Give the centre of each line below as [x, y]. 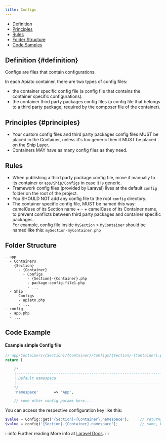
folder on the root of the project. [45, 194]
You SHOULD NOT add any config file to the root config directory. [79, 199]
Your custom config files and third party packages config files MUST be [85, 134]
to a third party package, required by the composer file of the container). [86, 107]
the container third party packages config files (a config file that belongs [86, 102]
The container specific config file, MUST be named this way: [74, 204]
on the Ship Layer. [31, 145]
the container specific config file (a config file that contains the [76, 91]
